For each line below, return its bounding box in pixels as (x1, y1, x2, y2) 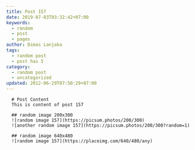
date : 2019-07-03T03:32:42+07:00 (6, 14, 89, 20)
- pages (11, 36, 31, 42)
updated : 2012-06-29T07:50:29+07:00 (6, 81, 97, 87)
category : (6, 63, 31, 70)
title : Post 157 (6, 8, 46, 15)
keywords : (6, 20, 31, 25)
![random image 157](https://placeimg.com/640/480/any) (11, 138, 153, 144)
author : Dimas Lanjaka (6, 42, 62, 48)
